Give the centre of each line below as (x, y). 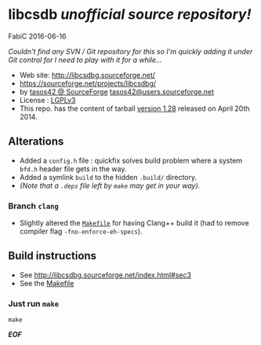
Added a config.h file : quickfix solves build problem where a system (131, 160)
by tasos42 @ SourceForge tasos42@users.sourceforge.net (116, 91)
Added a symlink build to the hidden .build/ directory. (108, 177)
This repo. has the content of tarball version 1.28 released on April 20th (134, 108)
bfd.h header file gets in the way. (73, 169)
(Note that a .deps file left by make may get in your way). (110, 185)
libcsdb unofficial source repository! (130, 15)
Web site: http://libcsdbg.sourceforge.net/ (87, 75)
